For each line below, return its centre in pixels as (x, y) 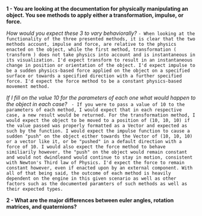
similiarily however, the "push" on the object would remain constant (97, 152)
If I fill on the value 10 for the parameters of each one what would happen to (101, 98)
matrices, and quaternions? (42, 207)
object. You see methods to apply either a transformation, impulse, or (95, 15)
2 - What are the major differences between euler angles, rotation (90, 200)
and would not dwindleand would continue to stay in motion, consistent (99, 157)
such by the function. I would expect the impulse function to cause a (98, 131)
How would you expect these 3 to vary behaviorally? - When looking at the (101, 33)
